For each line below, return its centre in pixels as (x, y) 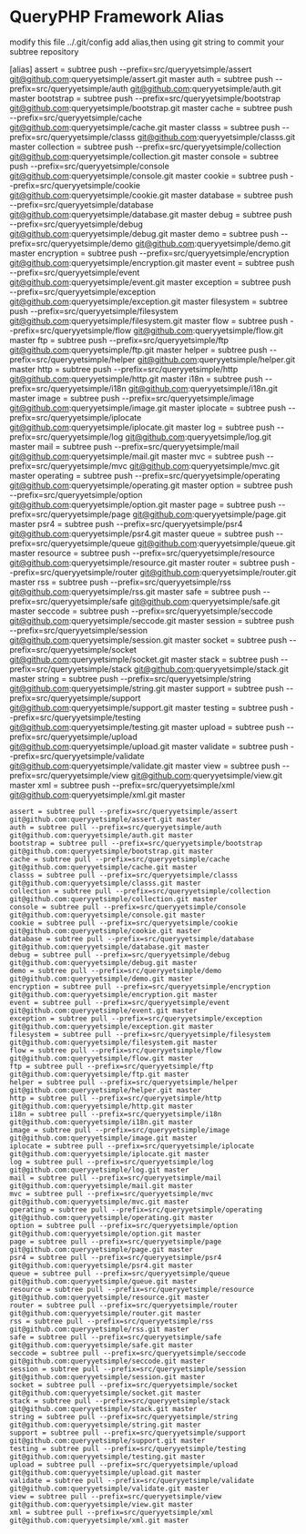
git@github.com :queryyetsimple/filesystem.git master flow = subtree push (149, 320)
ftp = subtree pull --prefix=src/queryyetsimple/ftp (112, 1066)
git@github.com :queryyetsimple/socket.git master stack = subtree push (144, 659)
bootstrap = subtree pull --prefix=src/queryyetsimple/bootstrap (136, 843)
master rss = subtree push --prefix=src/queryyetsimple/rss (121, 582)
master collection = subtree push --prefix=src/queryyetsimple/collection (145, 147)
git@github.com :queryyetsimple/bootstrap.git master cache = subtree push (151, 107)
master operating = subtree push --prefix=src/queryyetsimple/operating (145, 475)
